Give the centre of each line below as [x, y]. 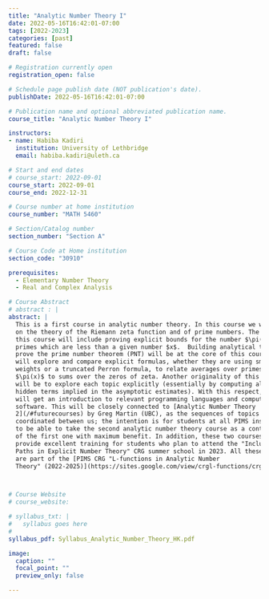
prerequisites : [34, 273]
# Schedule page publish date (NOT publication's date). [105, 89]
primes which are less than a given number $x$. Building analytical [136, 347]
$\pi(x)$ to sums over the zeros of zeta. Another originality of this [138, 377]
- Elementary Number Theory [62, 280]
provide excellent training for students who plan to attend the [127, 443]
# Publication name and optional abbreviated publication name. [118, 111]
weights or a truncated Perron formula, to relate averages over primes [139, 370]
